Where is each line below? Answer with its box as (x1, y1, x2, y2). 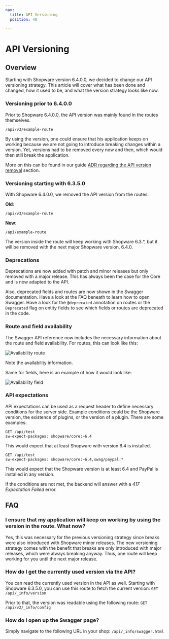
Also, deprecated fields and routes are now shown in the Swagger (5, 289, 144, 295)
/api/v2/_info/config (5, 605, 51, 610)
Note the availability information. (5, 360, 73, 366)
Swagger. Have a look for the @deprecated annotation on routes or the (5, 300, 151, 306)
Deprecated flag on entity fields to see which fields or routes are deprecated (5, 305, 163, 311)
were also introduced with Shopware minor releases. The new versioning (5, 540, 158, 546)
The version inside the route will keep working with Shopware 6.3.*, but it (5, 238, 158, 244)
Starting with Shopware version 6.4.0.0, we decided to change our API (5, 77, 152, 83)
